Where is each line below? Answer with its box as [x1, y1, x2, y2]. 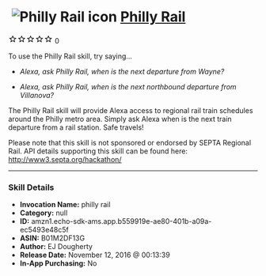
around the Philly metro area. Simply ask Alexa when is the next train [8, 114, 232, 123]
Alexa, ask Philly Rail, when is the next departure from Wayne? [19, 66, 225, 76]
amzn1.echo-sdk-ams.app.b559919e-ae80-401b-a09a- [31, 217, 212, 226]
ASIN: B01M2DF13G [19, 233, 85, 243]
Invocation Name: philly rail [19, 200, 111, 210]
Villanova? [19, 90, 54, 100]
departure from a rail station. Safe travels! [8, 123, 144, 132]
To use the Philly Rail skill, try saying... [8, 51, 133, 61]
